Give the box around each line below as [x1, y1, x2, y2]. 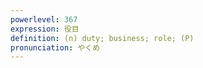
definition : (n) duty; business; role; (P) [10, 33, 195, 43]
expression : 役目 [10, 24, 80, 34]
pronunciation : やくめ [10, 42, 101, 53]
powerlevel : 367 [10, 14, 78, 25]
